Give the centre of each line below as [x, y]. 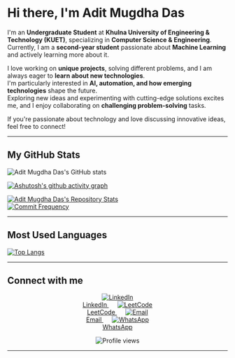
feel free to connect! [37, 126]
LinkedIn [95, 305]
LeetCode [101, 312]
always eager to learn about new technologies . [76, 76]
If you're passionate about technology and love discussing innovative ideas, [116, 119]
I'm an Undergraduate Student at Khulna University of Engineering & [108, 32]
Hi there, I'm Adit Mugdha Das [96, 13]
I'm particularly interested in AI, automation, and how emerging [100, 83]
